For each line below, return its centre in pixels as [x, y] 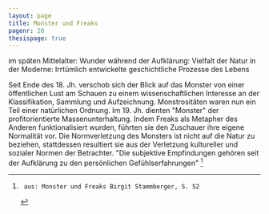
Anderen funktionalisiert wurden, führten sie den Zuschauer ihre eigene [126, 127]
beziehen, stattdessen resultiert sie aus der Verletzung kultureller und [123, 144]
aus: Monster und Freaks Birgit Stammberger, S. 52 [112, 186]
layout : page [30, 16]
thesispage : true [37, 38]
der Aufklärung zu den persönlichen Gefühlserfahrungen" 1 [106, 162]
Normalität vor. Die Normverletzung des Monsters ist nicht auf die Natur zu [132, 136]
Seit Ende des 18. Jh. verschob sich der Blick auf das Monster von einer [126, 85]
